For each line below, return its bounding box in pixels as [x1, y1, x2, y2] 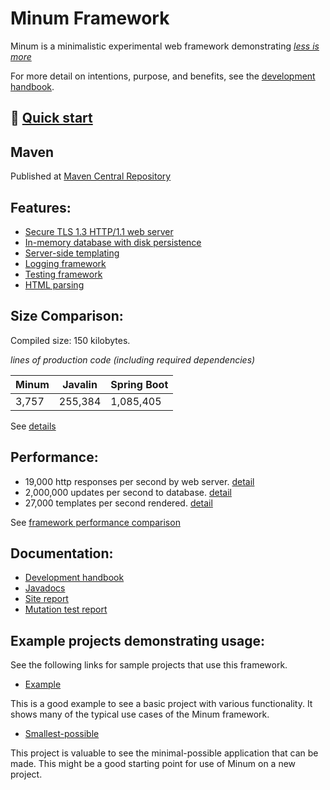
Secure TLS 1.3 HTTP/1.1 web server [24, 225, 174, 237]
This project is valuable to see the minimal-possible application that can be [10, 747, 319, 759]
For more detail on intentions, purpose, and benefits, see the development [10, 70, 316, 82]
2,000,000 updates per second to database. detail [24, 486, 232, 498]
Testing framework [24, 268, 103, 280]
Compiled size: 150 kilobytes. [10, 334, 131, 346]
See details [10, 420, 57, 432]
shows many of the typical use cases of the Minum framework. [10, 708, 270, 721]
